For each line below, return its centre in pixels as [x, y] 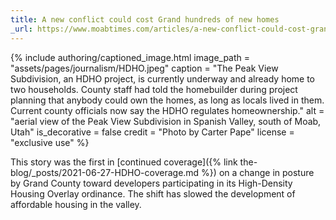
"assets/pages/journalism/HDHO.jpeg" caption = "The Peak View [144, 68]
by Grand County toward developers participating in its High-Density [151, 183]
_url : [21, 29]
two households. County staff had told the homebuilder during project [154, 89]
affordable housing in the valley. [76, 204]
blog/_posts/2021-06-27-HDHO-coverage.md [105, 172]
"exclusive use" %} [50, 142]
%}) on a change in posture [258, 172]
